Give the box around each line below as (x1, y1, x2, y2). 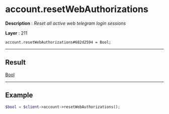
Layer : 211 (5, 30, 28, 36)
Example (5, 91, 33, 99)
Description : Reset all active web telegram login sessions (5, 20, 126, 26)
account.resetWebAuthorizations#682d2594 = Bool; (5, 39, 112, 45)
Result (5, 58, 26, 67)
